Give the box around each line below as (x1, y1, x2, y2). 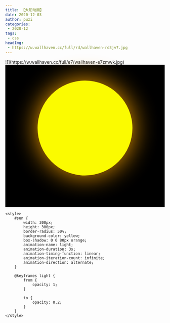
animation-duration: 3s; (23, 247, 76, 252)
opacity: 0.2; (32, 300, 62, 305)
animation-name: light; (23, 242, 73, 247)
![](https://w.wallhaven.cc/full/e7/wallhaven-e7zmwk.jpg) (5, 59, 125, 65)
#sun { (14, 216, 28, 221)
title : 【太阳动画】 (5, 7, 44, 13)
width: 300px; (23, 220, 53, 225)
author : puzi (5, 17, 33, 22)
